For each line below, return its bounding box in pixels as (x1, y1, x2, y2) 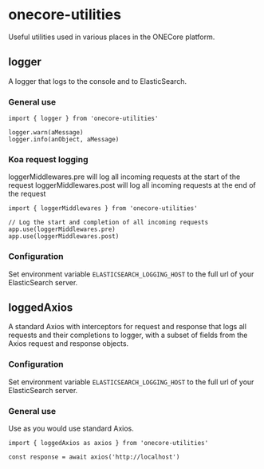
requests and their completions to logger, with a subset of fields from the (8, 330, 248, 340)
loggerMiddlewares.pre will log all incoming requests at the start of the (8, 172, 241, 181)
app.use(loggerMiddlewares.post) (8, 233, 120, 240)
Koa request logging (8, 153, 89, 165)
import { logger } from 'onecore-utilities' (8, 114, 159, 123)
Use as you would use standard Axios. (8, 423, 134, 433)
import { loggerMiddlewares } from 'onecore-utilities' (8, 205, 198, 213)
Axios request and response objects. (8, 339, 129, 348)
